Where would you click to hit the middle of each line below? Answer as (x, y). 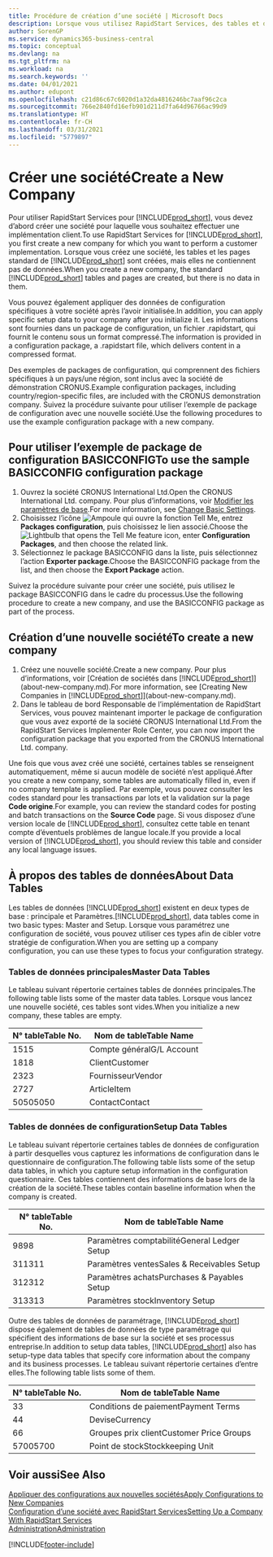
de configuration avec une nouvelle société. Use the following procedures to (135, 413)
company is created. (43, 1196)
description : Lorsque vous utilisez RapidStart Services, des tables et (134, 24)
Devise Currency (120, 1419)
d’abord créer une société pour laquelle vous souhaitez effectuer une (124, 225)
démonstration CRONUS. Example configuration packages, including (122, 387)
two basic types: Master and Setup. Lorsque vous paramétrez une (119, 925)
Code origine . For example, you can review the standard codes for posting (132, 807)
